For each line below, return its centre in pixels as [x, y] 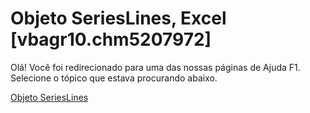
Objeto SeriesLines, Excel [118, 18]
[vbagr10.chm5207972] [111, 39]
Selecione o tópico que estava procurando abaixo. [114, 78]
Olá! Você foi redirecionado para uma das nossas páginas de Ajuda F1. [155, 67]
